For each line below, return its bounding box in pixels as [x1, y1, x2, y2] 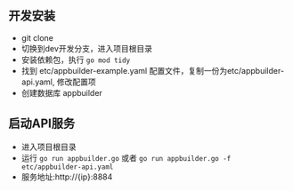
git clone [20, 32, 54, 43]
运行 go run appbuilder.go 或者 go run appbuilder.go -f [20, 152, 232, 163]
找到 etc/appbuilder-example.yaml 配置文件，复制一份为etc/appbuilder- [20, 65, 285, 76]
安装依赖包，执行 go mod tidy [20, 54, 131, 65]
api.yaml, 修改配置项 [20, 76, 96, 87]
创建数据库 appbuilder [20, 87, 103, 98]
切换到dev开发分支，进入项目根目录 [20, 43, 153, 53]
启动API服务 [8, 116, 76, 131]
